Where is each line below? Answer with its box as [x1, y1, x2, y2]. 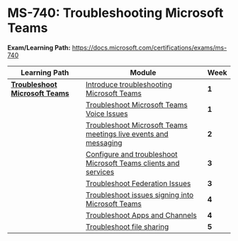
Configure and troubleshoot [86, 149, 178, 159]
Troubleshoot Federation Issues [86, 178, 191, 188]
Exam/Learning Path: [7, 43, 71, 52]
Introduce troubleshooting [86, 79, 172, 89]
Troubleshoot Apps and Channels [86, 210, 197, 220]
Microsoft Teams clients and [86, 158, 180, 167]
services [86, 167, 115, 177]
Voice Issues [86, 108, 128, 118]
